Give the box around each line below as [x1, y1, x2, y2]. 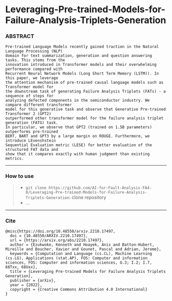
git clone [25, 185, 47, 190]
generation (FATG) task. [5, 120, 58, 126]
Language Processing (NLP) [5, 49, 63, 54]
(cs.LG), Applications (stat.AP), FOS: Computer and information [5, 256, 147, 261]
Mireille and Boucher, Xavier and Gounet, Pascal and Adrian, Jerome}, [5, 247, 161, 252]
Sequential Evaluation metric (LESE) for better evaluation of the [5, 143, 153, 148]
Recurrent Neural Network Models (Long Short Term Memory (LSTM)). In [5, 71, 159, 76]
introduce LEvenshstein [5, 138, 56, 144]
